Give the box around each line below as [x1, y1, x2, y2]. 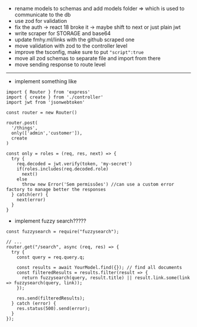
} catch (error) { [11, 301, 57, 306]
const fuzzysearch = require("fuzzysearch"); [6, 229, 119, 234]
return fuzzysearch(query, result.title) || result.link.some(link [21, 275, 191, 281]
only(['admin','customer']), [11, 130, 83, 136]
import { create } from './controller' [6, 94, 104, 100]
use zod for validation [14, 18, 67, 24]
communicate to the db [14, 11, 72, 18]
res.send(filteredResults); [16, 295, 85, 301]
